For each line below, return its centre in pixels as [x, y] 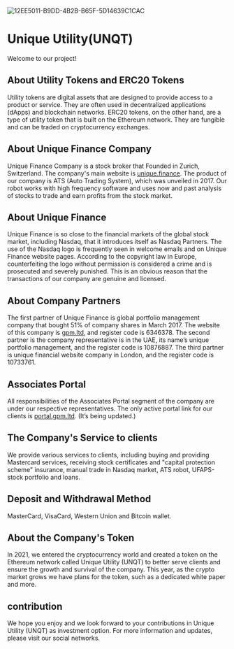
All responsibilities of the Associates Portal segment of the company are [111, 401]
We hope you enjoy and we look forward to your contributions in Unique [111, 623]
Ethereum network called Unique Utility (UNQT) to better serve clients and [114, 562]
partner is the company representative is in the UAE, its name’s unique [108, 340]
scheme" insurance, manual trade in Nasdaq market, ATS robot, [99, 469]
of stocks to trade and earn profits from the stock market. [90, 195]
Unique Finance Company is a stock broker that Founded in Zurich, [104, 166]
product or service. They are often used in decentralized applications [107, 104]
